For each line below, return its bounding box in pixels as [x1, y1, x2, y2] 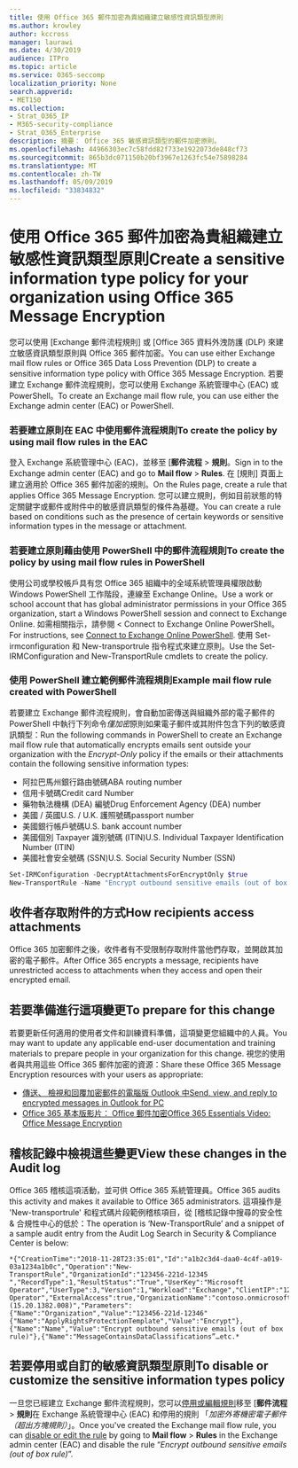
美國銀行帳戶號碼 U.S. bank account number [21, 821, 183, 832]
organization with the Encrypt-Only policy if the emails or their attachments [9, 748, 284, 759]
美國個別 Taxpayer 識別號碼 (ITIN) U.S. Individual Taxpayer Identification [21, 832, 284, 842]
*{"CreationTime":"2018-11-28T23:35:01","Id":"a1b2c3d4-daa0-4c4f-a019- [9, 1255, 284, 1264]
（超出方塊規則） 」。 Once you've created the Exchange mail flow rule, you [9, 1419, 277, 1430]
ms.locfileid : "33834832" [9, 186, 105, 195]
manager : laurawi [9, 37, 74, 47]
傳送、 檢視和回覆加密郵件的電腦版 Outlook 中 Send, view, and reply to [21, 1088, 278, 1098]
